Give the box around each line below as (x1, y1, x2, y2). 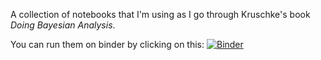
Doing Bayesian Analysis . (10, 19, 116, 31)
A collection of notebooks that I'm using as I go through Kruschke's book (10, 9, 311, 20)
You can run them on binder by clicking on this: (10, 39, 205, 50)
